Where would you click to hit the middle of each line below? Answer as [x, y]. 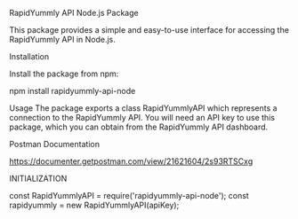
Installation [29, 56]
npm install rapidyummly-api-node [72, 91]
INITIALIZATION [38, 178]
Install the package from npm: [64, 74]
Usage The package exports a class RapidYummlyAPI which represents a [143, 108]
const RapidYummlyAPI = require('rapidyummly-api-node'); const [129, 196]
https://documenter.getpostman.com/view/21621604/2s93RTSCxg [131, 161]
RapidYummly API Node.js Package [74, 13]
